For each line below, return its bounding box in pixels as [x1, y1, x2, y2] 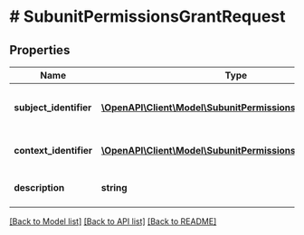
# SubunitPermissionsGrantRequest [9, 6, 287, 27]
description [14, 182, 65, 193]
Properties [9, 42, 71, 58]
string [100, 182, 128, 193]
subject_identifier [14, 101, 92, 114]
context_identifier [14, 145, 93, 156]
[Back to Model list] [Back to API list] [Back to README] [9, 216, 217, 227]
